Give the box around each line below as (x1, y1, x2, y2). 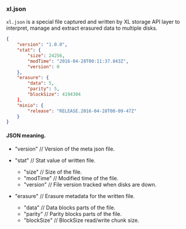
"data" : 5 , (27, 80, 55, 86)
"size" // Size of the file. (23, 168, 82, 175)
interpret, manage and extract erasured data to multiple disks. (6, 24, 157, 32)
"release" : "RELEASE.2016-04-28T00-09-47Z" (27, 108, 137, 114)
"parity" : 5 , (27, 86, 60, 92)
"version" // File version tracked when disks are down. (23, 181, 157, 188)
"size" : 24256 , (27, 52, 65, 58)
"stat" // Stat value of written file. (14, 156, 96, 164)
